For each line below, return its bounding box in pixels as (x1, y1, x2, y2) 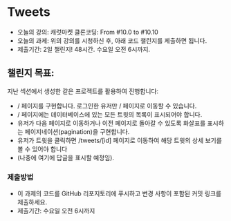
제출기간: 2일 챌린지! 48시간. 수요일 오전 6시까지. (17, 45, 151, 53)
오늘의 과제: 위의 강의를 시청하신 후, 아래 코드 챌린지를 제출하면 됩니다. (17, 36, 207, 45)
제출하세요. (17, 198, 48, 206)
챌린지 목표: (7, 67, 55, 79)
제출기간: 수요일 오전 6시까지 (17, 206, 95, 215)
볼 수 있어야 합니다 (17, 144, 68, 153)
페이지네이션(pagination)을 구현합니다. (24, 127, 130, 135)
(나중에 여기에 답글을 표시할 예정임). (17, 153, 114, 162)
